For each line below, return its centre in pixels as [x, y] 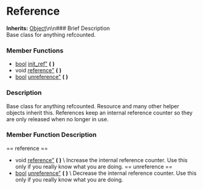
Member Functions [35, 50]
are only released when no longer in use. [57, 119]
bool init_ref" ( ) [35, 64]
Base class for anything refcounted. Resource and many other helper [93, 106]
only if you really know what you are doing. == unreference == [94, 166]
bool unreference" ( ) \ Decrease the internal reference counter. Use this [106, 173]
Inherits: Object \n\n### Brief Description [58, 28]
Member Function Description [52, 135]
